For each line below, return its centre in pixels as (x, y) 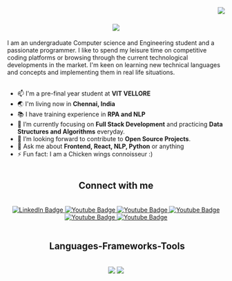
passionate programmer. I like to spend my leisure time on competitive (107, 50)
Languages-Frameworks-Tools (117, 246)
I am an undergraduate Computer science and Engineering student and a (111, 43)
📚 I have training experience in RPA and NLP (81, 114)
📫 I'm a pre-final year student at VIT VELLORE (84, 93)
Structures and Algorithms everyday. (71, 132)
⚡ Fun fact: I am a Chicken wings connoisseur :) (85, 154)
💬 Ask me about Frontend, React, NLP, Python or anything (100, 146)
